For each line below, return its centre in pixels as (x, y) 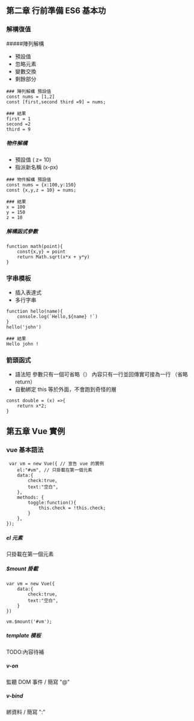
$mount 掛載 (22, 569)
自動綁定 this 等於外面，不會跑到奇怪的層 (66, 390)
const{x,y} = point (41, 252)
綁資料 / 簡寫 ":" (26, 712)
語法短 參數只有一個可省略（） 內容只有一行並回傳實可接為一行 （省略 (101, 375)
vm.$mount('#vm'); (29, 621)
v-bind (15, 696)
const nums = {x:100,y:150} (41, 185)
